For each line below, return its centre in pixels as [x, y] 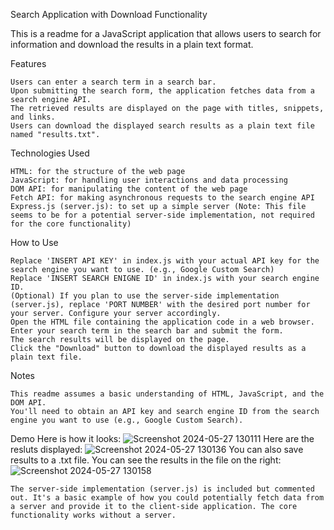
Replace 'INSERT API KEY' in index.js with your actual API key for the [165, 261]
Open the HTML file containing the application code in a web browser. [162, 322]
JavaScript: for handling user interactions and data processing [149, 180]
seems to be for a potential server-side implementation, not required [162, 215]
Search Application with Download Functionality [109, 14]
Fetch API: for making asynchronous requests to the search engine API [162, 198]
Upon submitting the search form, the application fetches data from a [162, 91]
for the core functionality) [71, 224]
